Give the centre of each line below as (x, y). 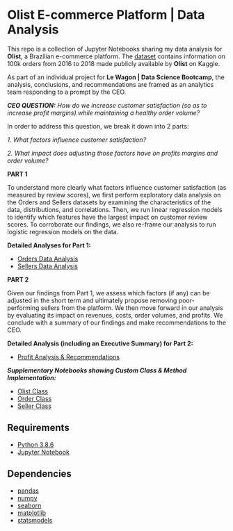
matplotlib (32, 513)
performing (23, 308)
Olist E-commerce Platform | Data (106, 15)
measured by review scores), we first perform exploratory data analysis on (114, 195)
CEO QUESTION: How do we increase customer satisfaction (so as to (107, 105)
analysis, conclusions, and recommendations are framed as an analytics (111, 84)
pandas (28, 491)
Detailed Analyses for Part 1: (49, 245)
